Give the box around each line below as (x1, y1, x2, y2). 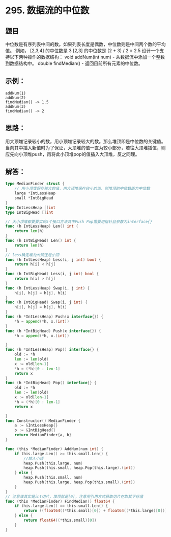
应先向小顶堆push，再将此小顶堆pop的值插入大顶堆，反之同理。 (5, 151, 140, 157)
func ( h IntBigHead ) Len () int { (5, 238, 76, 243)
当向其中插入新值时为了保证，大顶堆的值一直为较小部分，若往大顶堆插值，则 (5, 144, 166, 151)
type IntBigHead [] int (5, 210, 53, 215)
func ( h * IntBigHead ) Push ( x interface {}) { (5, 328, 101, 333)
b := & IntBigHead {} (14, 428, 56, 433)
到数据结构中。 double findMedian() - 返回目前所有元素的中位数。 (5, 60, 144, 66)
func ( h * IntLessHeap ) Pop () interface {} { (5, 347, 99, 352)
